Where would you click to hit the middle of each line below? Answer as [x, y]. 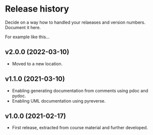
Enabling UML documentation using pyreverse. [59, 101]
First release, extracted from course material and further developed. [80, 128]
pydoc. [19, 96]
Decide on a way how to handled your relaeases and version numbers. [75, 22]
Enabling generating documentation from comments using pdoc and [80, 90]
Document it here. [23, 27]
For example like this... [27, 37]
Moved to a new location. [37, 63]
